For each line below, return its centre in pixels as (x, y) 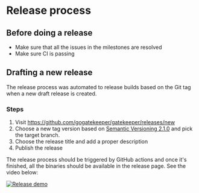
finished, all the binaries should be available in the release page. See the (96, 166)
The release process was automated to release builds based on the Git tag (99, 87)
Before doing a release (49, 33)
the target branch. (37, 135)
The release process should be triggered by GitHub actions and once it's (96, 160)
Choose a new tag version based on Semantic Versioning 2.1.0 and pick (104, 129)
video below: (22, 172)
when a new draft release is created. (52, 93)
